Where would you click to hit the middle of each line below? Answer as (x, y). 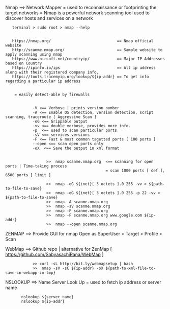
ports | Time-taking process (36, 166)
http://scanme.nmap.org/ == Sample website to (87, 50)
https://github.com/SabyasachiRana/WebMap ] (54, 254)
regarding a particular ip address (43, 81)
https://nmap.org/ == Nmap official (83, 41)
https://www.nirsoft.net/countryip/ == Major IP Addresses (89, 59)
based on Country (24, 63)
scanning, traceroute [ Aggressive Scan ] (51, 117)
